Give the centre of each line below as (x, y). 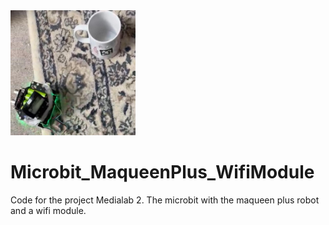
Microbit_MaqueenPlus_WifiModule (162, 172)
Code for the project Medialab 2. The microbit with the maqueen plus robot (165, 200)
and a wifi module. (48, 210)
